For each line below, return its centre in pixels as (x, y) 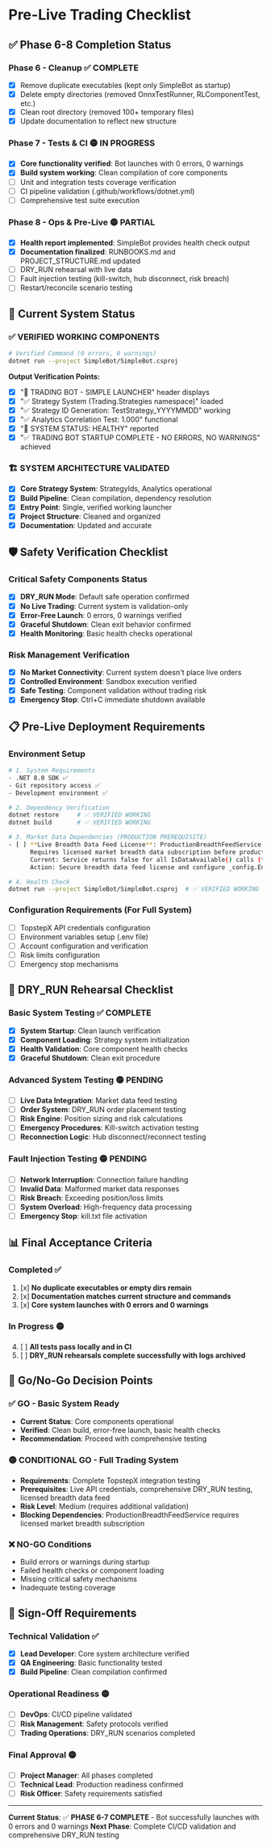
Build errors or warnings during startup (85, 1562)
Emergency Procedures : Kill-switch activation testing (109, 1128)
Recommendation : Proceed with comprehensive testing (113, 1438)
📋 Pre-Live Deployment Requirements (107, 727)
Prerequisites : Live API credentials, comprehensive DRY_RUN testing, (136, 1489)
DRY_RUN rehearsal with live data (76, 270)
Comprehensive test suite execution (79, 200)
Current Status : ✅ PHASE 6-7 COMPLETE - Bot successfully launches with (134, 1817)
